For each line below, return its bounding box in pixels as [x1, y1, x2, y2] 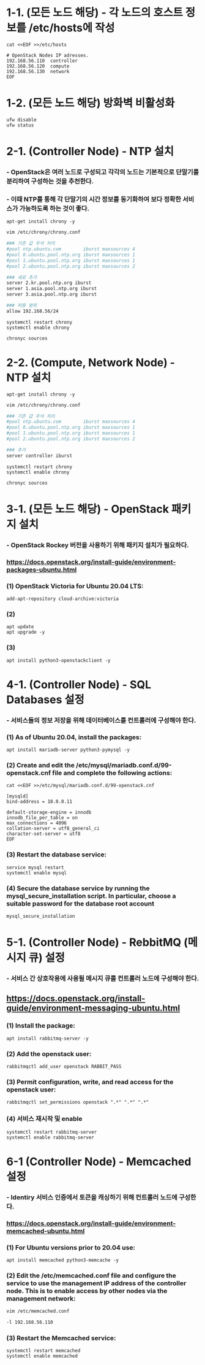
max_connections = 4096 [6, 820, 67, 826]
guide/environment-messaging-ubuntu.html [6, 1003, 181, 1013]
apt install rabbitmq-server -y [6, 1035, 89, 1042]
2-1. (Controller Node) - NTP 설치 [6, 145, 174, 158]
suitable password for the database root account [6, 899, 155, 908]
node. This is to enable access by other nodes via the [6, 1286, 168, 1295]
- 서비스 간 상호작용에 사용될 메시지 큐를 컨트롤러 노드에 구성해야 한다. [6, 974, 199, 983]
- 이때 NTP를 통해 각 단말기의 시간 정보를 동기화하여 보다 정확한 [6, 194, 182, 203]
